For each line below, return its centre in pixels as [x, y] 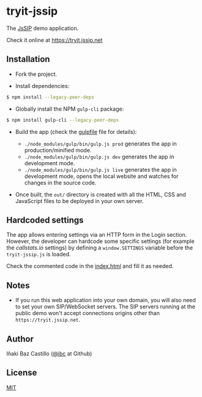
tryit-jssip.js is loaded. [39, 254]
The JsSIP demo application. [43, 28]
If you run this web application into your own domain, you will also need [105, 300]
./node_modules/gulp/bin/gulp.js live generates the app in [101, 169]
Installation [28, 59]
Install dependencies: [42, 86]
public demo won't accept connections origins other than [88, 313]
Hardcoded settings [45, 220]
